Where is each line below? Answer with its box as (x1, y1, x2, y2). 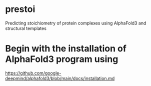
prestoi (5, 3, 35, 15)
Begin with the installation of (5, 43, 126, 54)
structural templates (5, 25, 46, 31)
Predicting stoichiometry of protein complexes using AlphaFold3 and (5, 20, 146, 26)
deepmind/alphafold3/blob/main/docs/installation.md (5, 75, 115, 81)
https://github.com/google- (5, 70, 61, 76)
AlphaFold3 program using (5, 53, 118, 65)
